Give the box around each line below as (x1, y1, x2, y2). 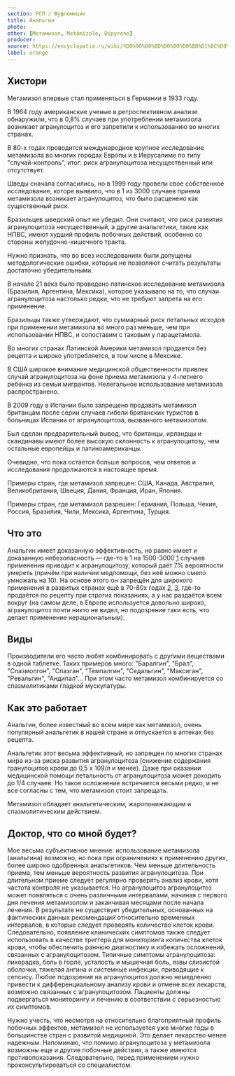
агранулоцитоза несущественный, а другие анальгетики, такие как (7, 222, 208, 231)
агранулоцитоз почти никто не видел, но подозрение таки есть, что (7, 605, 210, 614)
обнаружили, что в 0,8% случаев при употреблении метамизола (7, 115, 201, 123)
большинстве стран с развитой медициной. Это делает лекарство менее (7, 1030, 227, 1039)
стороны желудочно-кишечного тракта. (7, 237, 127, 246)
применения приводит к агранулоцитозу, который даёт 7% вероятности (7, 561, 224, 570)
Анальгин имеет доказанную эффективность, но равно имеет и (7, 546, 197, 554)
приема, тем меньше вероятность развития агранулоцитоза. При (7, 868, 204, 876)
